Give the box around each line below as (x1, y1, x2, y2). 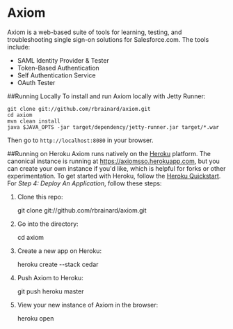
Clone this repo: (17, 192, 63, 201)
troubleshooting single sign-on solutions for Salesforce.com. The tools (7, 35, 209, 43)
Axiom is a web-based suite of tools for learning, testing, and (7, 28, 182, 36)
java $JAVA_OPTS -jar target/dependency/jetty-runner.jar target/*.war (7, 123, 219, 130)
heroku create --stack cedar (17, 260, 99, 268)
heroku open (17, 314, 54, 322)
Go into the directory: (17, 220, 79, 228)
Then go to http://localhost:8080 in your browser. (7, 136, 154, 144)
